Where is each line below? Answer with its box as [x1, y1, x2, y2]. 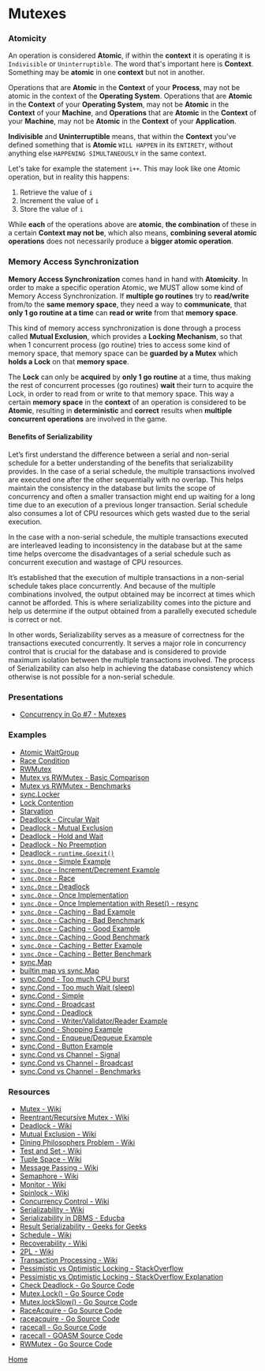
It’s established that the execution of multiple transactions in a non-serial [8, 572, 244, 582]
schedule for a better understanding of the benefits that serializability [8, 458, 234, 467]
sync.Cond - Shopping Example [19, 1024, 123, 1034]
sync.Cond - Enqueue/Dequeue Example [19, 1033, 152, 1042]
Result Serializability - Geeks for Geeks [19, 1222, 147, 1231]
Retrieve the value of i [19, 187, 93, 198]
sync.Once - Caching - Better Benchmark [19, 949, 152, 959]
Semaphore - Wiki [19, 1171, 79, 1181]
